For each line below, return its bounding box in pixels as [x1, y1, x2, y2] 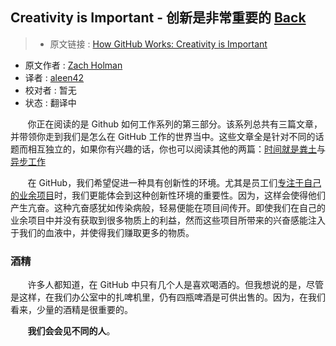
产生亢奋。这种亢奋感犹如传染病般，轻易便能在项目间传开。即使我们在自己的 [10, 201, 326, 213]
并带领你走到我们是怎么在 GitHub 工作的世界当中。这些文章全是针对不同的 [10, 130, 316, 142]
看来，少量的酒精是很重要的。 [10, 304, 133, 316]
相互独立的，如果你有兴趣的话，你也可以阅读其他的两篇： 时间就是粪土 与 [27, 143, 326, 155]
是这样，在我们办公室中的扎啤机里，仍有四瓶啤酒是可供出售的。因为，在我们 [10, 291, 326, 303]
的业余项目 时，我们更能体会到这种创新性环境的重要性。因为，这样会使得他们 [10, 189, 326, 201]
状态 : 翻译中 [24, 96, 77, 108]
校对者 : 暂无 [24, 84, 77, 96]
